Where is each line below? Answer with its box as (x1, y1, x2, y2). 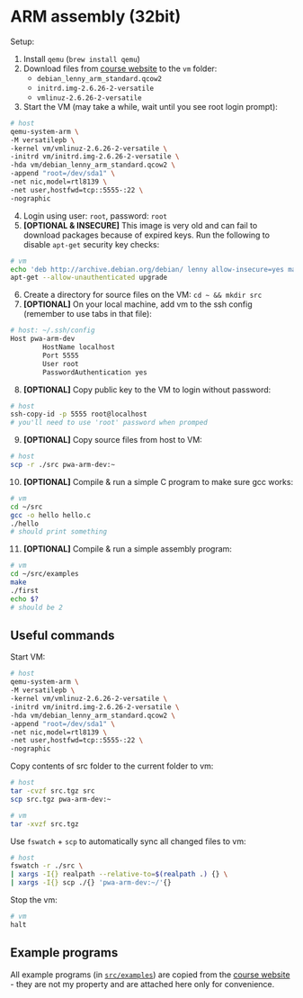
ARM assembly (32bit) (10, 6, 182, 27)
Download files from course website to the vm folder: (22, 63, 218, 74)
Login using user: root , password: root (22, 210, 167, 221)
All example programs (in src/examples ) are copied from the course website (10, 969, 290, 980)
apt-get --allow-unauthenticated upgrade (10, 273, 168, 283)
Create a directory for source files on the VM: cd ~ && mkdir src (22, 290, 263, 301)
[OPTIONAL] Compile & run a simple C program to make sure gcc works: (22, 476, 294, 487)
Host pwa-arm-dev (10, 335, 76, 344)
